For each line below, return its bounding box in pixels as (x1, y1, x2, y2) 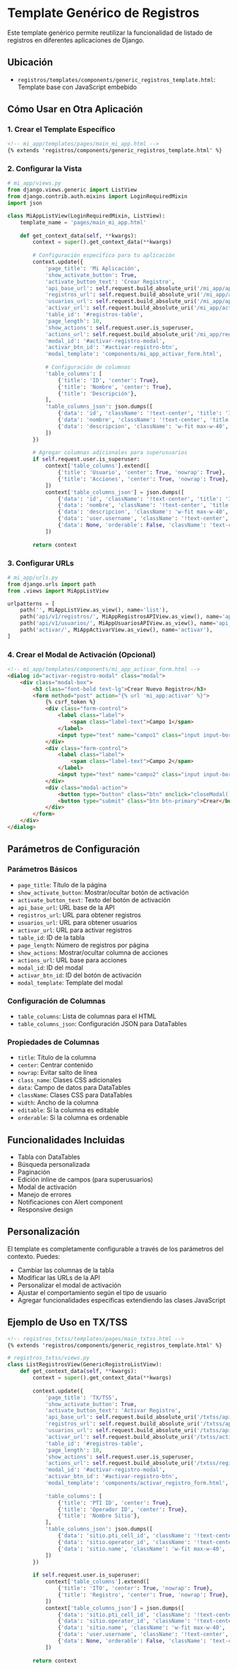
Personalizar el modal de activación (17, 1281, 121, 1289)
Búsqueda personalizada (17, 1161, 90, 1169)
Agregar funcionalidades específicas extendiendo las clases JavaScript (17, 1296, 226, 1304)
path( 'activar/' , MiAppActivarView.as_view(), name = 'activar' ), (20, 626, 213, 634)
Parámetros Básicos (7, 865, 78, 875)
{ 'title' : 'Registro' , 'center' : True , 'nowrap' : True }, (57, 1591, 229, 1599)
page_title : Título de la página (17, 880, 107, 889)
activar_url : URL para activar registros (17, 926, 133, 934)
